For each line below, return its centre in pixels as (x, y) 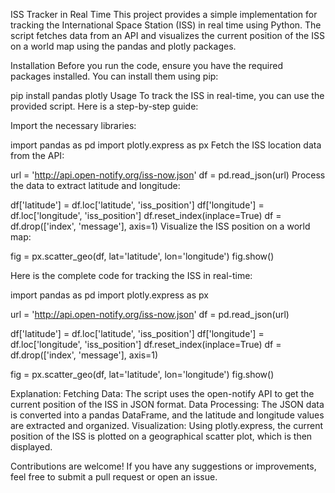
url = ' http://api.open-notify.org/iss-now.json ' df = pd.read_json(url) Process (168, 175)
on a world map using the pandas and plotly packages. (123, 46)
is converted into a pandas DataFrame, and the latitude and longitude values (167, 415)
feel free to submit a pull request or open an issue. (114, 477)
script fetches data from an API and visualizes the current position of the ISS (167, 35)
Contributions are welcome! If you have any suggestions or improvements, (163, 466)
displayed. (31, 447)
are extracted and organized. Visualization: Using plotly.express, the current (167, 425)
